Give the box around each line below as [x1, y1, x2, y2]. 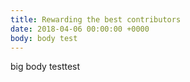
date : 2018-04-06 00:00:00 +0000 [10, 24, 150, 34]
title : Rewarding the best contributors [10, 14, 182, 25]
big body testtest [10, 61, 81, 73]
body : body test [10, 33, 78, 43]
